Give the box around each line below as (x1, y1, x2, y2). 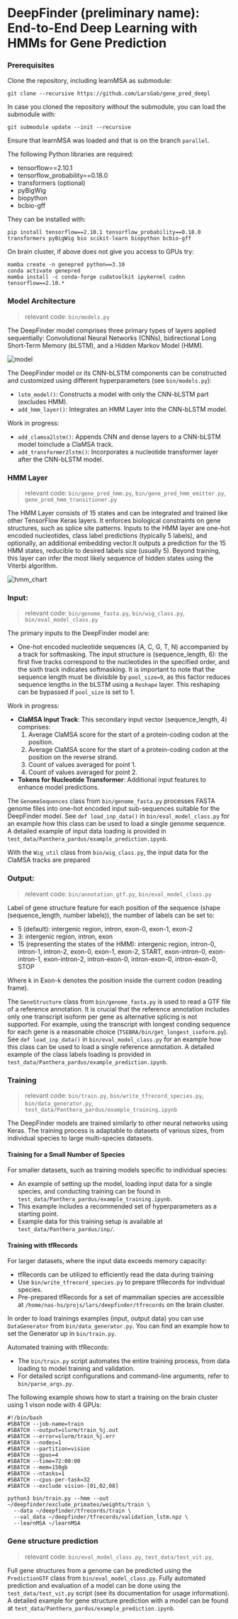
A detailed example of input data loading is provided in (7, 827, 166, 836)
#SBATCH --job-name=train (7, 1421, 84, 1428)
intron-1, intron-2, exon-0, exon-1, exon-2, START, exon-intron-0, (17, 947, 208, 956)
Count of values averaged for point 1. (28, 761, 137, 769)
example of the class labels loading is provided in (7, 1050, 151, 1058)
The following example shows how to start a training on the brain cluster (7, 1393, 218, 1401)
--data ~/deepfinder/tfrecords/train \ (13, 1508, 132, 1515)
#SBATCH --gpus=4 (7, 1452, 59, 1459)
